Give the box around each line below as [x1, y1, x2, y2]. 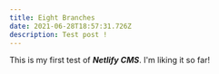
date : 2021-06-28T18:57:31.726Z [9, 22, 132, 31]
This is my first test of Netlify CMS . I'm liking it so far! [9, 55, 211, 66]
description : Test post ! [9, 30, 107, 39]
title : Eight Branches [9, 13, 95, 23]
